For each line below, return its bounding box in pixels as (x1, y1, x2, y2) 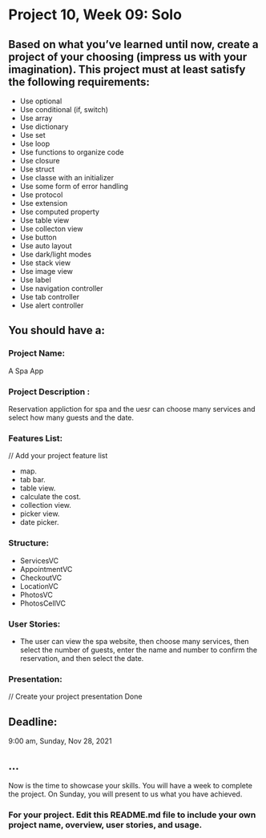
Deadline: (8, 715, 58, 728)
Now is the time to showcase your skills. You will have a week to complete (8, 780, 252, 790)
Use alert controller (19, 300, 84, 310)
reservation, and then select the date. (19, 653, 144, 663)
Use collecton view (19, 224, 83, 233)
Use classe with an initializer (19, 173, 115, 182)
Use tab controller (19, 292, 80, 301)
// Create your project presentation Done (8, 691, 143, 702)
